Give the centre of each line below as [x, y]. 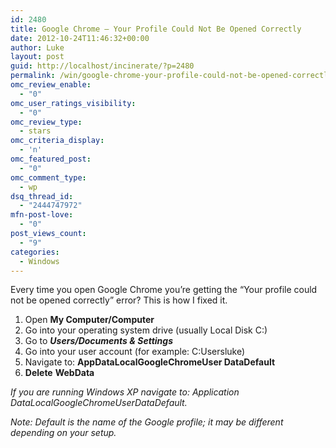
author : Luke [37, 47]
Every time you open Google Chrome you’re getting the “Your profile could [164, 290]
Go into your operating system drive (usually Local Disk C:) [146, 330]
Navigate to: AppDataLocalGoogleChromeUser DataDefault [150, 362]
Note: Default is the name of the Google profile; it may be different [147, 422]
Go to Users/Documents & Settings [99, 341]
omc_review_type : [46, 122]
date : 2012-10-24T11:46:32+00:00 [80, 38]
